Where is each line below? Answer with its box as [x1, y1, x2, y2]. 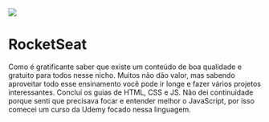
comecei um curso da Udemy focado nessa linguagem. [8, 104, 191, 114]
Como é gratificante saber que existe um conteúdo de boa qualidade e [8, 62, 243, 71]
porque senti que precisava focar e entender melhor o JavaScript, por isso [8, 96, 255, 105]
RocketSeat [8, 35, 88, 54]
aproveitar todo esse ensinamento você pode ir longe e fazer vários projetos [8, 79, 261, 88]
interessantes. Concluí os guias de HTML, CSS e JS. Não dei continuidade [8, 87, 254, 97]
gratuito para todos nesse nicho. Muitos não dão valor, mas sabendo [8, 70, 235, 79]
